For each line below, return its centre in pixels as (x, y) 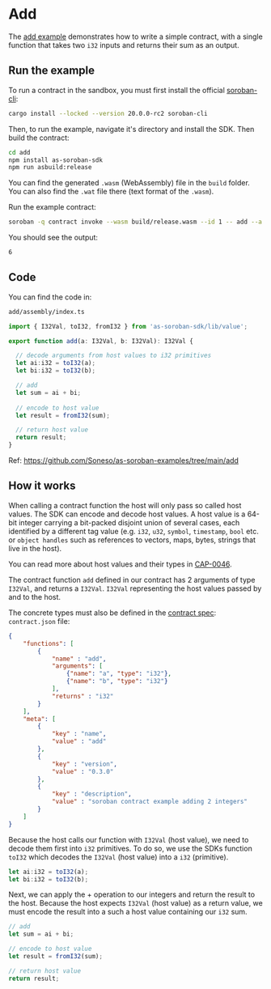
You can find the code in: (50, 297)
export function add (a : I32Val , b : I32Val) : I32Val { (101, 341)
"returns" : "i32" (83, 696)
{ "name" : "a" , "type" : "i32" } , (119, 674)
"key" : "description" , (91, 794)
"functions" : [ (49, 643)
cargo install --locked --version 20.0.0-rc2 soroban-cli (108, 113)
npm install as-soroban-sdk (56, 160)
